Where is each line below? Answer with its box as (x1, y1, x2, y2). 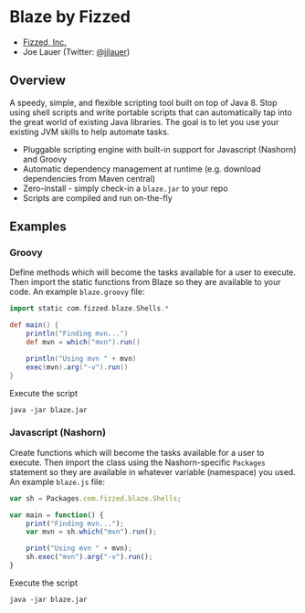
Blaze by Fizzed (9, 6, 131, 27)
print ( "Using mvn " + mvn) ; (26, 544, 132, 554)
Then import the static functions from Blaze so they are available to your (9, 277, 281, 288)
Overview (9, 73, 67, 89)
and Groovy (22, 153, 68, 164)
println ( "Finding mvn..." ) (26, 329, 129, 339)
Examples (9, 219, 67, 235)
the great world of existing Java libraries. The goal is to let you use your (9, 116, 279, 127)
